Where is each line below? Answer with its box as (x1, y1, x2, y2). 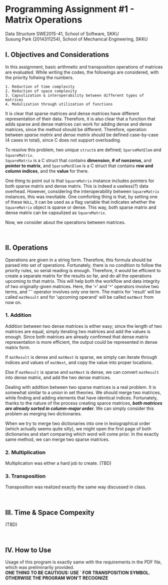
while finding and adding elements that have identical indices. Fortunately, (5, 394, 158, 401)
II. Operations (5, 244, 48, 252)
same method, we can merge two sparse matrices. (5, 436, 110, 442)
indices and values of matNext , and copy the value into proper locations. (5, 359, 153, 365)
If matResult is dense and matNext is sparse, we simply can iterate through (5, 354, 157, 360)
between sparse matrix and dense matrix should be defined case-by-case (5, 132, 158, 138)
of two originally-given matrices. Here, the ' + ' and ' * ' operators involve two (5, 283, 159, 289)
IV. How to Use (5, 545, 51, 554)
